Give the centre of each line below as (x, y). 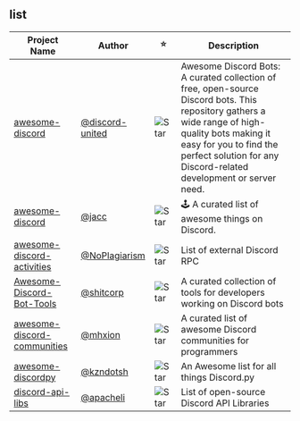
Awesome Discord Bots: (231, 66)
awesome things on (222, 218)
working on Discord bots (232, 303)
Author (113, 46)
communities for (215, 341)
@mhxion (100, 334)
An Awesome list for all (229, 366)
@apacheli (103, 397)
